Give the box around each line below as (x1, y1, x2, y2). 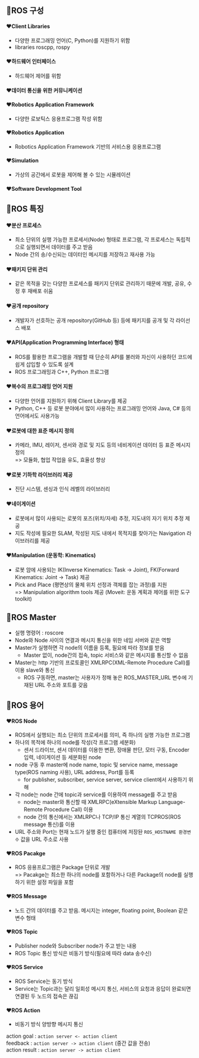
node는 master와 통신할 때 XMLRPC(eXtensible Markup (23, 799, 157, 806)
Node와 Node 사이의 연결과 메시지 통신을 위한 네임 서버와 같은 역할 (14, 636, 171, 644)
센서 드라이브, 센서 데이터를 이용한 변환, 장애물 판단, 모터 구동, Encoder (23, 746, 190, 753)
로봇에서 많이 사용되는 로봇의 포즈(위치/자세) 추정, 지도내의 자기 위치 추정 (14, 515, 184, 522)
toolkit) (14, 595, 33, 602)
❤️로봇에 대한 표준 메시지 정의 (6, 427, 74, 434)
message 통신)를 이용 (23, 821, 75, 828)
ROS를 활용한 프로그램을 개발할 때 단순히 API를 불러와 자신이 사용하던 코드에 (14, 353, 192, 360)
